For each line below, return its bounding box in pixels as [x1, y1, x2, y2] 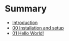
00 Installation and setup [12, 24, 64, 30]
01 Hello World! [12, 30, 44, 36]
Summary [5, 3, 47, 14]
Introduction [12, 19, 38, 25]
